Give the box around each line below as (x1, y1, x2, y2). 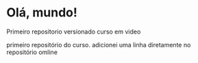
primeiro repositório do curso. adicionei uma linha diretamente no (6, 40, 191, 49)
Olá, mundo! (6, 5, 78, 21)
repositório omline (6, 48, 58, 56)
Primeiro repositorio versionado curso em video (6, 27, 141, 36)
